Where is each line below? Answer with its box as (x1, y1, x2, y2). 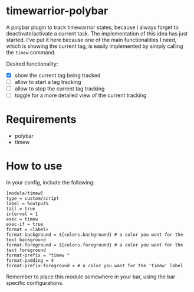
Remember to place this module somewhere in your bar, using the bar (6, 273, 176, 280)
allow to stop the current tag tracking (14, 85, 105, 92)
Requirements (6, 113, 77, 126)
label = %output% (6, 201, 49, 207)
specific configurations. (6, 280, 64, 287)
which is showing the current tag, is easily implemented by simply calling (6, 43, 183, 50)
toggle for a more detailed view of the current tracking (14, 92, 147, 99)
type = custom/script (6, 196, 60, 202)
